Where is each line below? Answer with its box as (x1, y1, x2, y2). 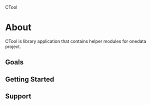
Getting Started (5, 75, 54, 83)
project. (5, 43, 21, 49)
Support (5, 92, 31, 100)
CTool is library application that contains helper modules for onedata (5, 38, 146, 44)
